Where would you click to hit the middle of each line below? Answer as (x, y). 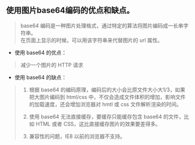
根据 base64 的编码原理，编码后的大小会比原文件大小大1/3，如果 (107, 90)
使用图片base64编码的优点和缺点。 (70, 10)
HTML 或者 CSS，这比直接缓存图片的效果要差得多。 (98, 123)
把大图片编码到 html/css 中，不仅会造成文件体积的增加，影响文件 (107, 97)
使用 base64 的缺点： (41, 77)
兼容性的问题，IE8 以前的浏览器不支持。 (77, 136)
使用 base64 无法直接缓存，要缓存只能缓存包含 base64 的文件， (107, 116)
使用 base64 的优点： (41, 52)
